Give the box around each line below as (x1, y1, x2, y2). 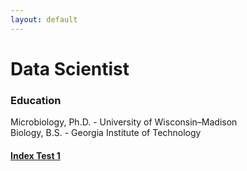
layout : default (10, 14, 78, 25)
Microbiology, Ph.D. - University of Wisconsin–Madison (10, 116, 238, 128)
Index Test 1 (10, 149, 61, 161)
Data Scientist (10, 57, 130, 80)
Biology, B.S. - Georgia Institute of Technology (10, 127, 202, 139)
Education (10, 93, 62, 107)
